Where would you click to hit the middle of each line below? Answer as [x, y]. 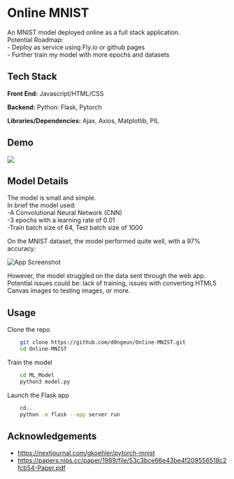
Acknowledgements [52, 436]
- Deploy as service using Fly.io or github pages [76, 47]
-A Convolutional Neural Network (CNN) [65, 213]
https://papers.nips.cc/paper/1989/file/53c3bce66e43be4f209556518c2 [122, 461]
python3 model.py [45, 382]
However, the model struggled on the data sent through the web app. [107, 276]
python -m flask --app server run [70, 415]
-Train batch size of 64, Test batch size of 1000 [75, 228]
